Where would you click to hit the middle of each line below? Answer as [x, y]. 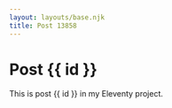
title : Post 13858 [43, 26]
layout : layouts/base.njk [57, 17]
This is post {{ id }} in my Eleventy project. [86, 94]
